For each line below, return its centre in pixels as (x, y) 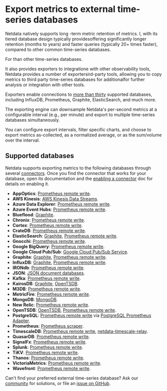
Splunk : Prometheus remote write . (48, 347)
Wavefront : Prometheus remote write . (51, 368)
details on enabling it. (27, 184)
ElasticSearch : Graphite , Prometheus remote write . (65, 236)
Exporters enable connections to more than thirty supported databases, (79, 94)
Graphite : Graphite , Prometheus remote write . (60, 257)
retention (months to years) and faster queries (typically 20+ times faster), (82, 44)
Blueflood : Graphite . (33, 214)
